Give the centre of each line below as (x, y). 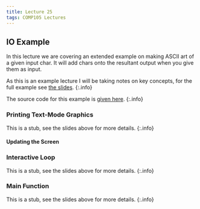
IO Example (28, 42)
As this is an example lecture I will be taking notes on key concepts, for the (99, 81)
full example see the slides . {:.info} (49, 88)
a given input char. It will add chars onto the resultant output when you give (100, 63)
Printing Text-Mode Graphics (50, 115)
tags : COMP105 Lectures (36, 18)
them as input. (24, 69)
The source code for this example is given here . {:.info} (75, 99)
